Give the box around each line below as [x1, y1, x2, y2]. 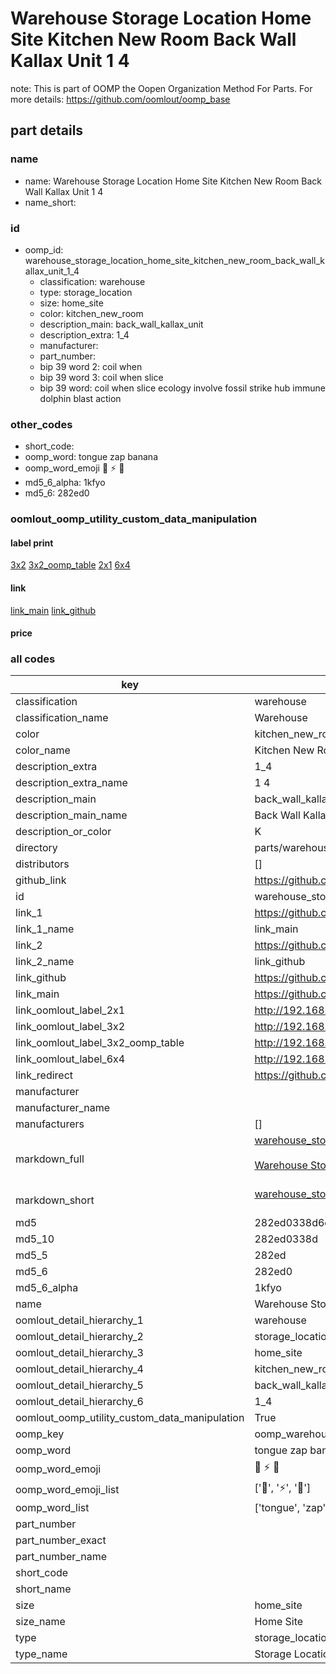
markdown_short [15, 1193, 95, 1207]
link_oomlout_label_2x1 [15, 1003, 126, 1017]
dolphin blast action [39, 392, 122, 404]
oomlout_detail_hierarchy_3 [15, 1346, 144, 1360]
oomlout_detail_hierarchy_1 [15, 1313, 144, 1327]
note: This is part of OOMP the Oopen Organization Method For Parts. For [10, 82, 313, 94]
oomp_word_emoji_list [15, 1482, 120, 1496]
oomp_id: [24, 243, 64, 256]
